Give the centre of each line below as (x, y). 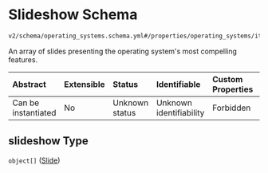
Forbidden (232, 108)
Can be (26, 103)
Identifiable (178, 84)
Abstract (29, 84)
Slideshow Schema (73, 15)
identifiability (180, 112)
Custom (228, 79)
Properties (233, 89)
